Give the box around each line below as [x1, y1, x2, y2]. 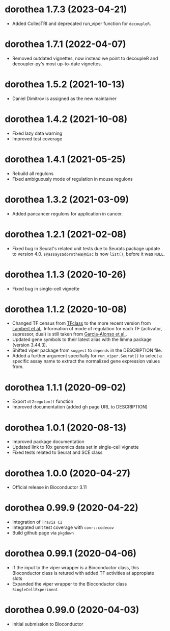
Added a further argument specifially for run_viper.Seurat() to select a [12, 353, 162, 359]
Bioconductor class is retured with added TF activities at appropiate [12, 570, 155, 576]
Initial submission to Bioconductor [12, 621, 83, 627]
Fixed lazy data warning [12, 130, 63, 136]
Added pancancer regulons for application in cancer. [12, 210, 123, 216]
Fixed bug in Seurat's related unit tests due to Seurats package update [12, 245, 160, 251]
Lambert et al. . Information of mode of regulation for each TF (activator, [12, 326, 162, 332]
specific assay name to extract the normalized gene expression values [12, 358, 160, 365]
